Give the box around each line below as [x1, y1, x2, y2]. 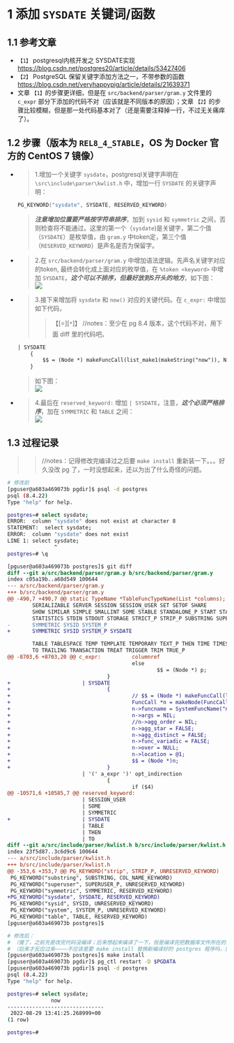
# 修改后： [7, 932, 35, 940]
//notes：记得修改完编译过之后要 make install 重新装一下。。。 [41, 457, 219, 465]
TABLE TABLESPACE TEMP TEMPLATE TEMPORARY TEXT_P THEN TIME [32, 641, 210, 648]
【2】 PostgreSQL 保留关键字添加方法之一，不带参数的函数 [17, 73, 185, 80]
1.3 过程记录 [7, 437, 59, 448]
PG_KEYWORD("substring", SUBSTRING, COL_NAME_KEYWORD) [10, 874, 173, 881]
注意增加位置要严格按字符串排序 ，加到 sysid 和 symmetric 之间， [34, 214, 220, 224]
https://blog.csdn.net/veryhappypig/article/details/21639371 [17, 80, 190, 88]
